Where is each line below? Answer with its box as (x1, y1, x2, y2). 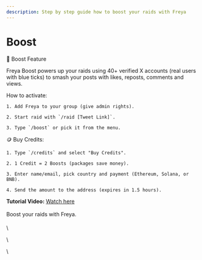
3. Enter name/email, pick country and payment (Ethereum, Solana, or (6, 171, 189, 177)
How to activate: (6, 92, 47, 99)
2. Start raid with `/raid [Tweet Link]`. (6, 114, 116, 120)
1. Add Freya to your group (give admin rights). (6, 103, 135, 109)
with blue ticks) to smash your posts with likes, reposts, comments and (6, 74, 184, 81)
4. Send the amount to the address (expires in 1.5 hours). (6, 186, 162, 193)
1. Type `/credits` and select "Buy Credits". (6, 149, 127, 156)
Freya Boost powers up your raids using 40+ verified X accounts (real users (6, 67, 197, 74)
